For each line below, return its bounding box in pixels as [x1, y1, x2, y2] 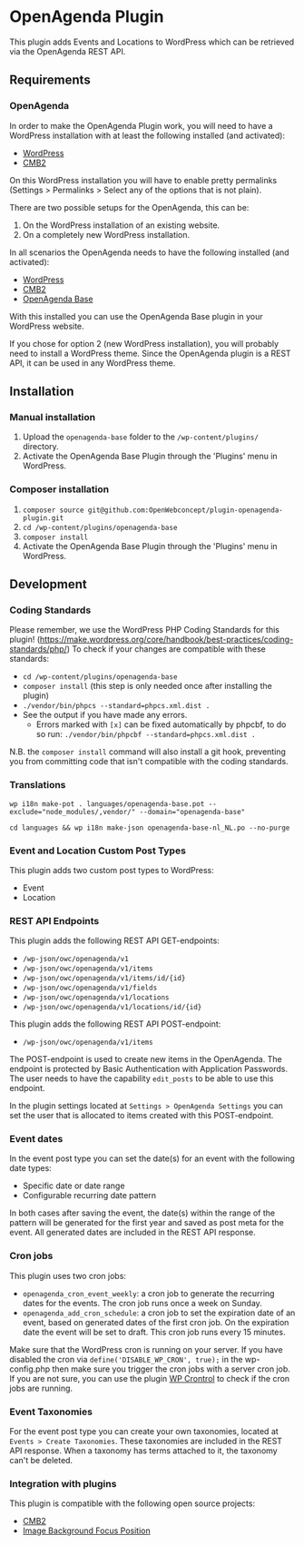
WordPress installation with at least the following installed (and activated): [9, 130, 286, 141]
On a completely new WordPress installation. [22, 229, 191, 240]
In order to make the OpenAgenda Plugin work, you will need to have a [9, 120, 274, 131]
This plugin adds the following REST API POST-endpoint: [9, 1019, 221, 1029]
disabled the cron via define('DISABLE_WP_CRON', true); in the [9, 1353, 243, 1364]
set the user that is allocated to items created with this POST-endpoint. [9, 1110, 274, 1121]
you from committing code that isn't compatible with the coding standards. [9, 756, 289, 767]
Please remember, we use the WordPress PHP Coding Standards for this [9, 625, 279, 635]
